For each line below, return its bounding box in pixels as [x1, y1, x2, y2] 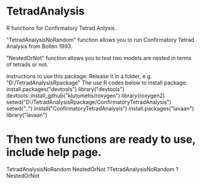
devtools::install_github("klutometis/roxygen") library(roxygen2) [6, 92, 165, 99]
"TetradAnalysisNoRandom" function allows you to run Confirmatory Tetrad [6, 36, 195, 43]
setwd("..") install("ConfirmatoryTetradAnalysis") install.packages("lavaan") [6, 104, 194, 112]
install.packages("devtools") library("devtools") [6, 85, 125, 92]
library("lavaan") [6, 111, 47, 118]
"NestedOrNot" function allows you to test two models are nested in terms [6, 54, 192, 61]
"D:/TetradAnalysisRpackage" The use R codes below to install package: [6, 79, 188, 86]
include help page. [6, 146, 102, 159]
